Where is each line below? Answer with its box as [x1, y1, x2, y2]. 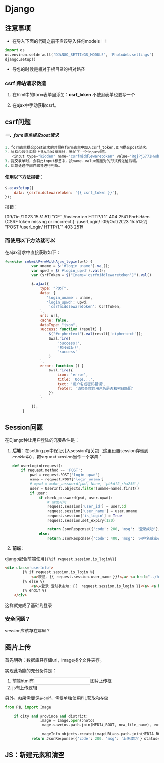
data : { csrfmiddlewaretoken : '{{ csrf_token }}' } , [14, 190, 119, 195]
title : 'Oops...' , [57, 377, 95, 382]
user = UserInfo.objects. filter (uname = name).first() [30, 486, 140, 491]
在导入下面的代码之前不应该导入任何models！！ [12, 38, 108, 44]
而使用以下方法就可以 [5, 237, 55, 244]
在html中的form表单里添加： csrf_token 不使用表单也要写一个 [12, 91, 135, 97]
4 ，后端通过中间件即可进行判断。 [5, 163, 62, 168]
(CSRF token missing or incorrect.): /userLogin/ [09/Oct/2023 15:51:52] [5, 219, 148, 225]
